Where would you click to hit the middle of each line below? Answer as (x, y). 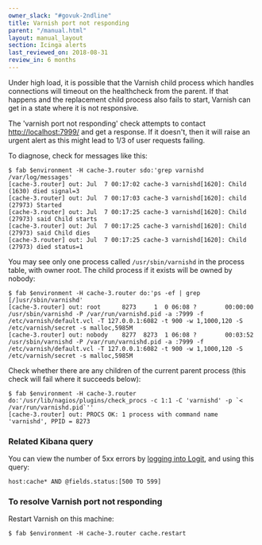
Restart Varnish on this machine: (61, 519)
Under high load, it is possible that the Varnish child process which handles (131, 82)
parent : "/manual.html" (48, 30)
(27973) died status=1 (46, 247)
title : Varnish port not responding (69, 23)
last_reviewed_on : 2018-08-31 (58, 53)
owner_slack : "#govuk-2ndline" (60, 16)
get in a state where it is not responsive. (73, 107)
